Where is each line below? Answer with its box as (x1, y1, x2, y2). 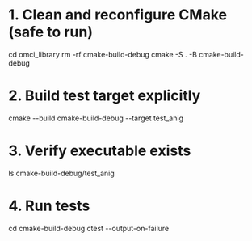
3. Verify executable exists (8, 142, 191, 160)
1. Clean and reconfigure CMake (8, 6, 228, 24)
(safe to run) (8, 23, 93, 41)
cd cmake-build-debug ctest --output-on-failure (8, 223, 170, 233)
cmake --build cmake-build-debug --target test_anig (8, 113, 184, 123)
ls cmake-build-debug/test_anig (8, 168, 115, 178)
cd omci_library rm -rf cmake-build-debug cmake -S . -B (8, 49, 198, 59)
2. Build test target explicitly (8, 87, 201, 105)
